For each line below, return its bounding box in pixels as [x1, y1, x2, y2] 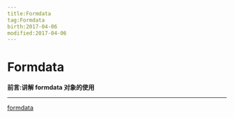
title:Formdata [7, 10, 52, 17]
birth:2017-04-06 [7, 23, 58, 30]
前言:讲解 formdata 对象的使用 [7, 83, 95, 92]
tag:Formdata [7, 17, 45, 24]
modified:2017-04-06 [7, 29, 68, 37]
